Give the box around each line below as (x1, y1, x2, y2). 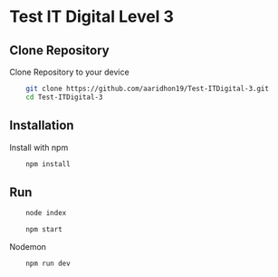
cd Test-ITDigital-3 (25, 93, 103, 102)
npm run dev (25, 259, 71, 268)
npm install (25, 159, 71, 169)
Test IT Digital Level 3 (9, 6, 175, 27)
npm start (25, 225, 63, 234)
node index (25, 209, 67, 218)
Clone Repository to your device (9, 66, 129, 77)
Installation (9, 118, 74, 134)
